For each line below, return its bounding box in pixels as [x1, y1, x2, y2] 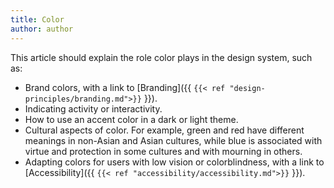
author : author [10, 24, 74, 34]
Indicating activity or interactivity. [24, 102, 163, 115]
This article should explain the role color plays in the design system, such [10, 51, 313, 63]
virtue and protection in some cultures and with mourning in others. [24, 145, 303, 157]
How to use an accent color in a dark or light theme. [24, 113, 239, 125]
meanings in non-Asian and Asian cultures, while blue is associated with [24, 134, 323, 146]
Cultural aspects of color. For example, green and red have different [24, 124, 305, 136]
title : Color [10, 14, 65, 25]
